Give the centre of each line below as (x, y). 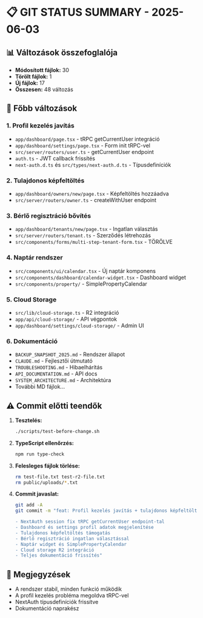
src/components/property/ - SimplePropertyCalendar (81, 284)
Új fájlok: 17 (30, 83)
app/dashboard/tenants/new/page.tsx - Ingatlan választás (86, 229)
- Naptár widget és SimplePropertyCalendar (71, 544)
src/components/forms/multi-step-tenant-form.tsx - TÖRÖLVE (94, 242)
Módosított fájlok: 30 (42, 70)
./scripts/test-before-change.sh (57, 431)
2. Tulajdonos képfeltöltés (45, 180)
